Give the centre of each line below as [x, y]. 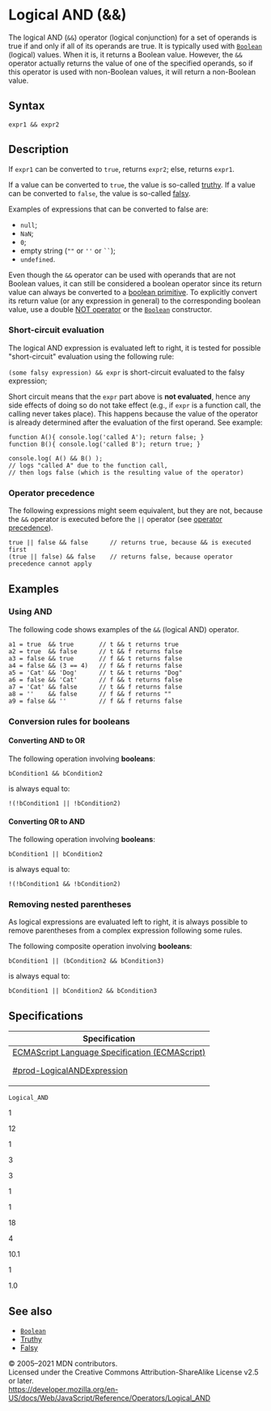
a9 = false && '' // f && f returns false [95, 701]
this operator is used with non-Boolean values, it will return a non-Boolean [132, 71]
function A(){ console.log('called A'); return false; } [106, 437]
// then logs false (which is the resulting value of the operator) [126, 472]
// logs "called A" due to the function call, [88, 465]
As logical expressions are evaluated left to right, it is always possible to [128, 922]
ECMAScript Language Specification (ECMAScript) [109, 1053]
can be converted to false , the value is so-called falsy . [100, 193]
